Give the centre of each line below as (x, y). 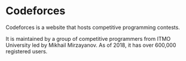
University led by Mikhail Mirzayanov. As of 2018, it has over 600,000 (91, 45)
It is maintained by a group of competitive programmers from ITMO (88, 38)
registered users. (27, 51)
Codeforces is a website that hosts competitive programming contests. (93, 27)
